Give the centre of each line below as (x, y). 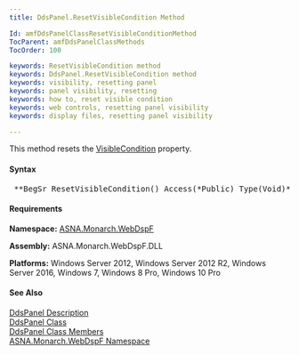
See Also (26, 293)
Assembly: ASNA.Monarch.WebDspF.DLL (86, 246)
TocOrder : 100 (36, 50)
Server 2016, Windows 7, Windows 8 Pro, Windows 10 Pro (115, 272)
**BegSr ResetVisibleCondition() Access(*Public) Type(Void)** (155, 189)
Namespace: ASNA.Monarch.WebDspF (81, 229)
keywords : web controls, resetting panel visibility (109, 108)
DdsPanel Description (49, 312)
